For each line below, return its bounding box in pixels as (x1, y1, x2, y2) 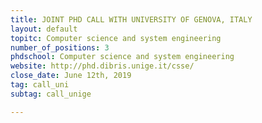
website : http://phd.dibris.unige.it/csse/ (10, 61, 195, 71)
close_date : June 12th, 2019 (10, 71, 132, 81)
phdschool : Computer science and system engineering (10, 52, 235, 62)
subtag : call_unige (10, 89, 92, 99)
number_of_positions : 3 (10, 42, 110, 53)
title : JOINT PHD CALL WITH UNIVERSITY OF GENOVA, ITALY (10, 14, 253, 25)
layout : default (10, 24, 78, 34)
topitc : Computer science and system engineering (10, 33, 222, 43)
